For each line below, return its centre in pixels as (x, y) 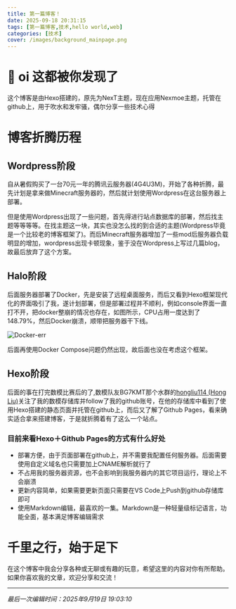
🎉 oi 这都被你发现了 (63, 77)
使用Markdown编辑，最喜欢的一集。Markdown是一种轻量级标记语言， (119, 508)
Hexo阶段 (28, 374)
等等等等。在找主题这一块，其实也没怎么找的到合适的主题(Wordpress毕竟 (119, 225)
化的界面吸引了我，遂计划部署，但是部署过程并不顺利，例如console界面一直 (117, 303)
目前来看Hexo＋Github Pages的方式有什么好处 (86, 439)
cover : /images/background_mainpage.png (67, 40)
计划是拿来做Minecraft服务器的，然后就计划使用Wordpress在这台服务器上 (120, 193)
